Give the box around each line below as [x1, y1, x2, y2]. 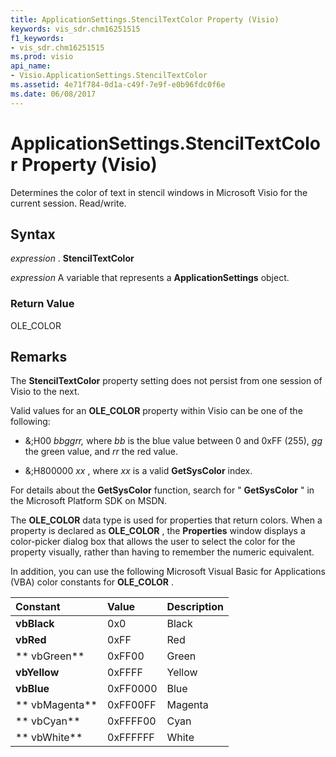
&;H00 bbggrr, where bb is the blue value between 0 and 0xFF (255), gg [24, 435, 323, 447]
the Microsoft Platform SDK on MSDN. [10, 495, 168, 507]
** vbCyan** [15, 714, 81, 728]
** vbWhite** [15, 731, 83, 745]
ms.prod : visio [10, 52, 74, 62]
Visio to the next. [10, 386, 80, 398]
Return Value [10, 297, 75, 311]
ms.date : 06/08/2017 [10, 89, 97, 99]
